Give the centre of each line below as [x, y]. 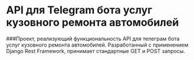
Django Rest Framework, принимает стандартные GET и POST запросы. [96, 51]
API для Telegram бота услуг [79, 10]
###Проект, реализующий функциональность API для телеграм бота [93, 38]
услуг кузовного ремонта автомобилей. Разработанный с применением [97, 45]
